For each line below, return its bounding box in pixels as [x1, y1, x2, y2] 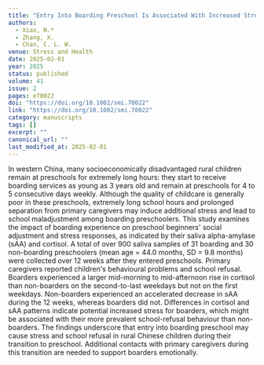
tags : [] [8, 121, 37, 129]
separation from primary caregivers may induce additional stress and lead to [8, 206, 255, 216]
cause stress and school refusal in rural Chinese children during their [8, 331, 232, 341]
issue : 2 [8, 84, 37, 93]
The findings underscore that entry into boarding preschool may [41, 323, 249, 332]
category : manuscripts [8, 114, 82, 122]
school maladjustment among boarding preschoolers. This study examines [8, 214, 250, 224]
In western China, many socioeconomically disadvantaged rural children [8, 164, 242, 173]
